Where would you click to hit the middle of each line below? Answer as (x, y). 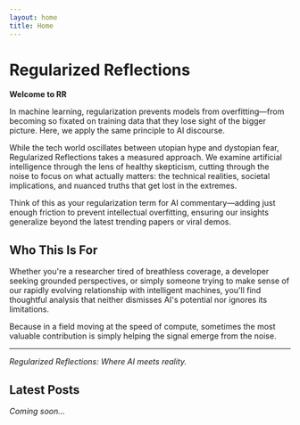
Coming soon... (37, 412)
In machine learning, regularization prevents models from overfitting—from (147, 111)
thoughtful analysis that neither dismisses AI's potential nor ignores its (138, 300)
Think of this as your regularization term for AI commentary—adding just (142, 203)
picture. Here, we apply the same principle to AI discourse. (117, 131)
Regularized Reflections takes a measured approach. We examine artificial (146, 158)
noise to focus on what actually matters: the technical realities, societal (140, 176)
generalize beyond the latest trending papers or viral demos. (121, 222)
